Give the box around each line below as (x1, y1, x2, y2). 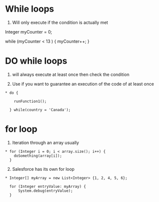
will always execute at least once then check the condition (12, 72, 130, 77)
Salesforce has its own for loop (12, 166, 75, 172)
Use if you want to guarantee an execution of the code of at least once (12, 81, 155, 87)
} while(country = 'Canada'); (9, 107, 71, 112)
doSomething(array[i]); (14, 153, 62, 158)
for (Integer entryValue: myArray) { (9, 184, 86, 189)
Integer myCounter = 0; (5, 29, 52, 35)
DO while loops (5, 55, 67, 67)
